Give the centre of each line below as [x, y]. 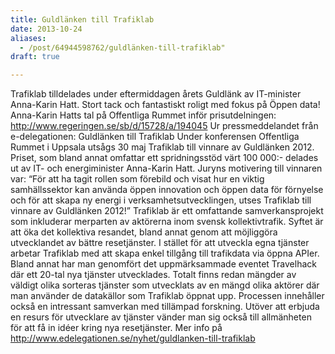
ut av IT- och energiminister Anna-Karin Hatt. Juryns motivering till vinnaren [166, 168]
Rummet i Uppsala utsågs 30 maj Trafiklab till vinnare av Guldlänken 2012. [162, 147]
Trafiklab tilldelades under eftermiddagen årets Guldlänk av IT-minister [156, 94]
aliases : [28, 38]
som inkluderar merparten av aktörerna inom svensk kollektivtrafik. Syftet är [167, 222]
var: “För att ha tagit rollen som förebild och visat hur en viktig [137, 179]
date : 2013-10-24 [46, 29]
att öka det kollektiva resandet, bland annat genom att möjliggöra [144, 232]
